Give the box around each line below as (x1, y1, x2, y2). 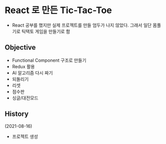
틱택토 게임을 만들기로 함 (21, 28, 70, 34)
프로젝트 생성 (12, 133, 38, 139)
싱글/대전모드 (12, 95, 39, 101)
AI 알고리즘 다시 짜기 (12, 70, 53, 76)
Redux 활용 (12, 63, 35, 69)
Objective (5, 43, 36, 52)
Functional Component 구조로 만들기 (12, 57, 87, 63)
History (5, 110, 29, 118)
